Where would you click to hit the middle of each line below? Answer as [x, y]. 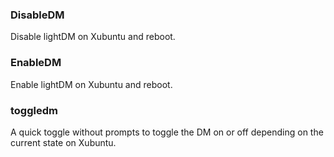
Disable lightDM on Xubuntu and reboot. [93, 37]
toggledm [34, 110]
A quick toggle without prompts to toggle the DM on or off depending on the [167, 132]
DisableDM [37, 15]
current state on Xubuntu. [63, 142]
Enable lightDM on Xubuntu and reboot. [91, 84]
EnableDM [36, 63]
